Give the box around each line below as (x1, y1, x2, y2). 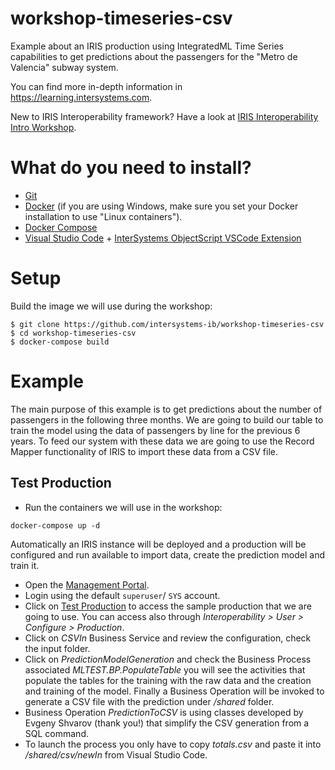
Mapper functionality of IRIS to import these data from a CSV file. (10, 445, 279, 457)
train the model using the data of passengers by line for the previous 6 (10, 424, 301, 436)
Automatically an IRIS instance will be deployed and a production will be (10, 538, 307, 550)
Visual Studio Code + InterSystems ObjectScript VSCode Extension (24, 232, 302, 244)
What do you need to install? (10, 157, 252, 179)
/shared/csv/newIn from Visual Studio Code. (24, 748, 208, 761)
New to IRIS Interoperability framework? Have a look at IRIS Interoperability (10, 110, 319, 122)
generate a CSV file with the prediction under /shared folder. (24, 695, 275, 707)
